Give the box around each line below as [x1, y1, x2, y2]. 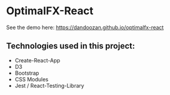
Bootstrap [14, 69, 39, 77]
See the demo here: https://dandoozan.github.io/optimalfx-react [6, 24, 164, 31]
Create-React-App [14, 56, 61, 64]
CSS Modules [14, 75, 49, 83]
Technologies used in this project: [6, 41, 135, 51]
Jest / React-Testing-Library [14, 82, 85, 89]
